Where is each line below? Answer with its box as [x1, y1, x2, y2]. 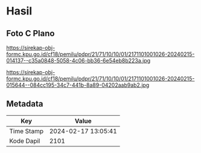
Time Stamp [9, 126, 44, 135]
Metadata [6, 99, 43, 109]
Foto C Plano [6, 28, 55, 39]
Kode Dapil [9, 137, 40, 145]
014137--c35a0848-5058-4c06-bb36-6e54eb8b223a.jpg [6, 57, 151, 64]
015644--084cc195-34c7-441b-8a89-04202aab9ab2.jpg [6, 81, 150, 89]
